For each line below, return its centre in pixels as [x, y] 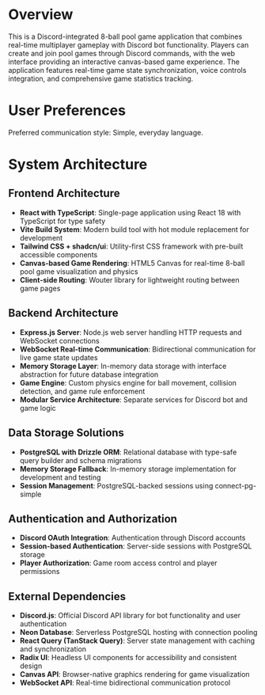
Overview [41, 15]
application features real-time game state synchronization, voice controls [127, 70]
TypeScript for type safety [62, 221]
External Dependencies [67, 596]
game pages [40, 288]
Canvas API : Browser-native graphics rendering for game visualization [135, 674]
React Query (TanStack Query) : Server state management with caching [137, 641]
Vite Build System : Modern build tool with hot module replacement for [134, 229]
